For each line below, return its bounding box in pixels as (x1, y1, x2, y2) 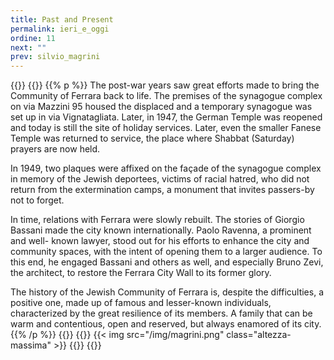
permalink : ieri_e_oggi (10, 24, 110, 34)
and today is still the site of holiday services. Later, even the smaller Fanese (10, 122, 322, 134)
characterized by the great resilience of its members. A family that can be (10, 307, 313, 320)
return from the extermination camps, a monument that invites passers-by (10, 184, 315, 196)
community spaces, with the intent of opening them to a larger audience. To (10, 246, 323, 258)
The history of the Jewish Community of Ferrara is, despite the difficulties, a (10, 286, 324, 298)
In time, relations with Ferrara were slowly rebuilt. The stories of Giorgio (10, 214, 305, 226)
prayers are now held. (10, 143, 101, 155)
